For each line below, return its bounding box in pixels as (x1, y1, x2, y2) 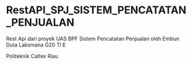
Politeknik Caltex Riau (6, 52, 59, 59)
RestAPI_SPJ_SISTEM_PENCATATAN (6, 3, 187, 17)
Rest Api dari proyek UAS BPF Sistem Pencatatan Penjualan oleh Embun (6, 35, 180, 42)
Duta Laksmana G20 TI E (6, 41, 66, 48)
